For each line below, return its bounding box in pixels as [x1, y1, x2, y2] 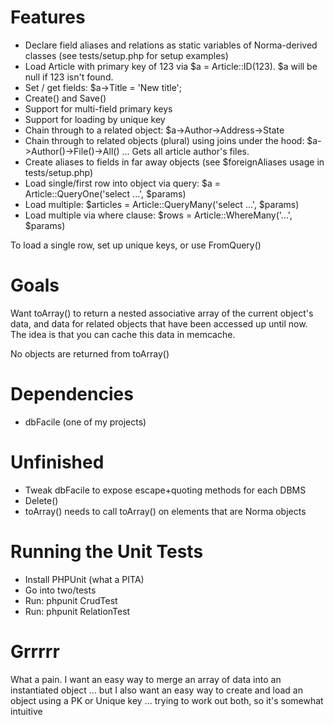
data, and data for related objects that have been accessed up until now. [10, 317, 308, 330]
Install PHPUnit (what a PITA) [24, 573, 145, 585]
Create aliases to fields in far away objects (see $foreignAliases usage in [24, 156, 325, 168]
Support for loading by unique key [24, 113, 166, 125]
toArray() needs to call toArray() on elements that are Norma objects [24, 505, 307, 517]
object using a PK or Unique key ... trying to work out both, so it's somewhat [10, 694, 324, 706]
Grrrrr [10, 640, 60, 663]
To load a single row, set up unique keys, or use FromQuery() [10, 239, 262, 251]
